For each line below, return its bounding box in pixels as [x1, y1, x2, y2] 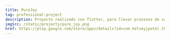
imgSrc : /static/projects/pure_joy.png [5, 21, 90, 27]
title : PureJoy [5, 7, 37, 13]
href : [5, 26, 17, 31]
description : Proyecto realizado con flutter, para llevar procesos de [5, 17, 159, 22]
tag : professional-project [5, 12, 62, 17]
